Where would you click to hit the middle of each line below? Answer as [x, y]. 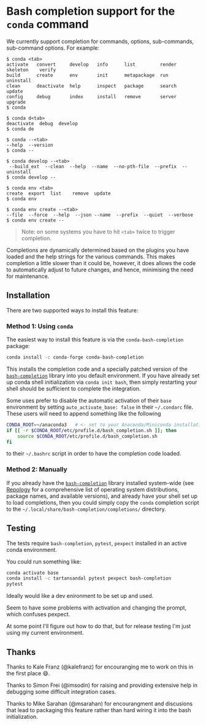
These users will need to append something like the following [84, 413]
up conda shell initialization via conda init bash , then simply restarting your [102, 382]
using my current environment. [45, 633]
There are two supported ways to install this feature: [72, 310]
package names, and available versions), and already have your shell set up [102, 496]
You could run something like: [44, 561]
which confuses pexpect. [38, 615]
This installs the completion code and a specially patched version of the [97, 369]
